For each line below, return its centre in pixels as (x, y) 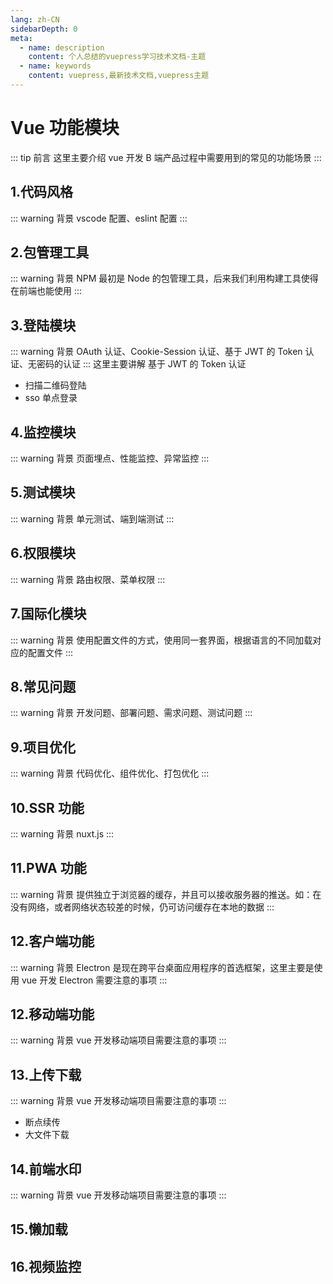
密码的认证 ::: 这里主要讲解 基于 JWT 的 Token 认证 (141, 364)
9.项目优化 (43, 747)
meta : (21, 38)
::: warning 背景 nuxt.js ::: (62, 833)
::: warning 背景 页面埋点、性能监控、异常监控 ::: (110, 458)
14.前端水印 (46, 1169)
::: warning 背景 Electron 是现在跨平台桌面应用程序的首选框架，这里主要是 (162, 967)
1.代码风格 (42, 192)
